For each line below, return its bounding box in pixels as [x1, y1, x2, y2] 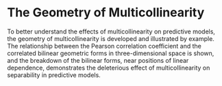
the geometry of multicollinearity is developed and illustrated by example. [7, 34, 214, 42]
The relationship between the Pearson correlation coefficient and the [7, 42, 202, 50]
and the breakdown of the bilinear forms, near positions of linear [7, 56, 189, 64]
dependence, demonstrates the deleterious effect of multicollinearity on [7, 63, 210, 72]
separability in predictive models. [7, 70, 101, 79]
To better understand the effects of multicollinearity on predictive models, [7, 27, 216, 35]
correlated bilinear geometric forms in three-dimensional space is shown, [7, 49, 214, 57]
